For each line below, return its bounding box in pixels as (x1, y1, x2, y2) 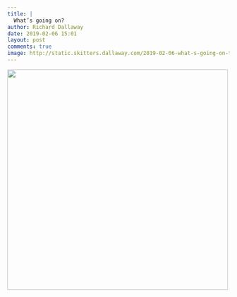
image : (7, 50, 27, 57)
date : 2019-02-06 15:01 (7, 30, 78, 37)
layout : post (7, 37, 46, 44)
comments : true (7, 43, 52, 50)
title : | (7, 10, 33, 18)
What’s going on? (13, 17, 65, 24)
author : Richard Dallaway (7, 23, 83, 30)
